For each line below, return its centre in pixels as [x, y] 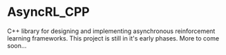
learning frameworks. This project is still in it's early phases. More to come [113, 38]
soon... [17, 45]
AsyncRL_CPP [48, 12]
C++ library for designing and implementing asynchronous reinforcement [111, 31]
